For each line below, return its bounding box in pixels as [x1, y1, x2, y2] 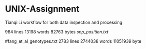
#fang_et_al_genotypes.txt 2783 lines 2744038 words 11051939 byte [5, 38, 142, 44]
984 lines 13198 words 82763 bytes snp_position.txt [5, 29, 109, 34]
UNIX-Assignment [5, 3, 80, 15]
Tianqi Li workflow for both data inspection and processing [5, 19, 122, 25]
